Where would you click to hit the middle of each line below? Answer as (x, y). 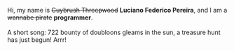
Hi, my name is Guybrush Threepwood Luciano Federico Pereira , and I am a (117, 10)
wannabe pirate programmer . (50, 17)
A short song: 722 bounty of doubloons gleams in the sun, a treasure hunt (114, 32)
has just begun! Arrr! (37, 40)
